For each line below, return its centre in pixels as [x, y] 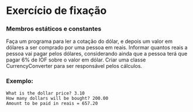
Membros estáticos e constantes [54, 29]
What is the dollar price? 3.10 [45, 93]
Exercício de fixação [56, 11]
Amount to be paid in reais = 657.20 [52, 103]
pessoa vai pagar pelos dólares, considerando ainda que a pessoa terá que [97, 54]
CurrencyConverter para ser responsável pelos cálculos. [74, 66]
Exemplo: [20, 81]
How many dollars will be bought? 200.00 [57, 98]
